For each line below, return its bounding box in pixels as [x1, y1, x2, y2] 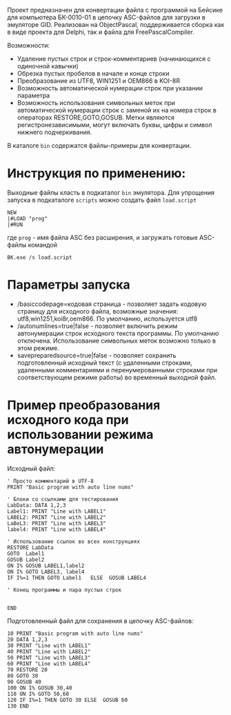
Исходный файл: [7, 464, 56, 473]
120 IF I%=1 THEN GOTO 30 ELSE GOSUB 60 [7, 696, 128, 703]
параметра [17, 91, 50, 99]
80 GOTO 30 [7, 672, 39, 679]
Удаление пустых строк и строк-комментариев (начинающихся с [17, 55, 211, 63]
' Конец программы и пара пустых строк [7, 587, 122, 593]
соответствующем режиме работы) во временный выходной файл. [17, 373, 217, 381]
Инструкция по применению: [7, 166, 186, 182]
